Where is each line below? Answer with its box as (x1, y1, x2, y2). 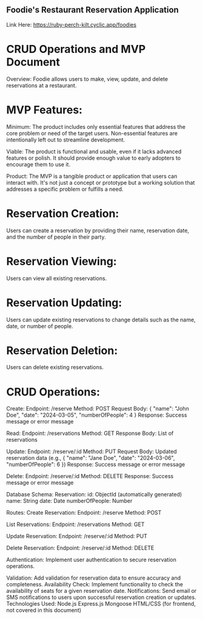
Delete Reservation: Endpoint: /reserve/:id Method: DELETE (6, 544, 155, 552)
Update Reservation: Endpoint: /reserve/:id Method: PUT (6, 533, 147, 540)
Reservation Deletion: (6, 343, 118, 357)
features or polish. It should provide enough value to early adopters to (6, 154, 181, 162)
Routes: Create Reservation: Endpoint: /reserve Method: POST (6, 509, 162, 516)
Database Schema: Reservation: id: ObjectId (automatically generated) (6, 491, 182, 498)
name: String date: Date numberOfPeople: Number (6, 498, 133, 505)
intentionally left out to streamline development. (6, 136, 125, 143)
